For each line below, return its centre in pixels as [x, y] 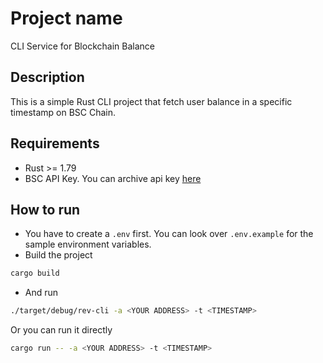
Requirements [55, 143]
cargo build [35, 273]
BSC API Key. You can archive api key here [113, 178]
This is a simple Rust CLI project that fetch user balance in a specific [151, 101]
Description [47, 77]
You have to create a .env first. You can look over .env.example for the [169, 234]
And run [41, 293]
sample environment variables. [88, 244]
